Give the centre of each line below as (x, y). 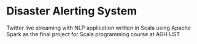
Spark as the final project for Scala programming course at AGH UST (93, 34)
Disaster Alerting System (71, 11)
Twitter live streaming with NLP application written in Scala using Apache (99, 28)
